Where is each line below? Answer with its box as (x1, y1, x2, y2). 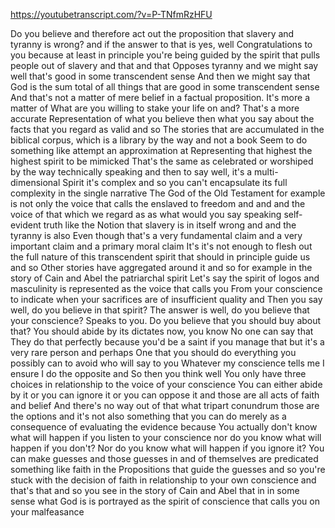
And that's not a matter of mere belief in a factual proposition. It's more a (10, 92, 310, 103)
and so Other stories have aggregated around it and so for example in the (10, 262, 313, 273)
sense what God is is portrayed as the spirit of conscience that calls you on (10, 495, 320, 507)
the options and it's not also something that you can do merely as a (10, 410, 287, 422)
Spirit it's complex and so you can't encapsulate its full (62, 177, 288, 188)
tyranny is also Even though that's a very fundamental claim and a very (10, 230, 303, 241)
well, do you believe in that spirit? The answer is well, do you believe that (10, 304, 310, 316)
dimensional (10, 177, 61, 188)
